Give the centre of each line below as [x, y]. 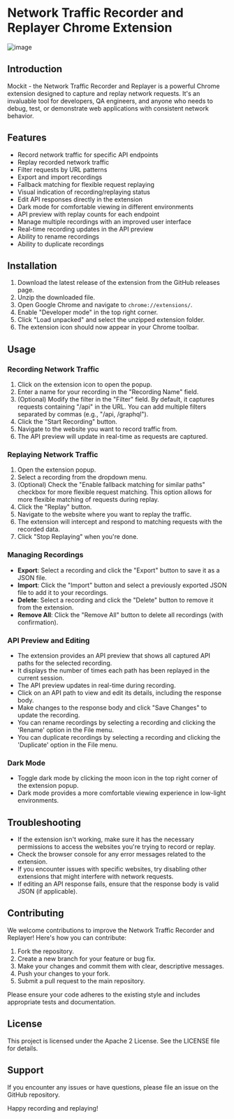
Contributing [36, 914]
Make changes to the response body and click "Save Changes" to [112, 708]
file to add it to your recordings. [63, 592]
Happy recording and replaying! [53, 1108]
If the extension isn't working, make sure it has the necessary [105, 839]
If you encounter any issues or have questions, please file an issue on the [113, 1087]
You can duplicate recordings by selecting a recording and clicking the [119, 737]
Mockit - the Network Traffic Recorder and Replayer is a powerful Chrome [114, 86]
